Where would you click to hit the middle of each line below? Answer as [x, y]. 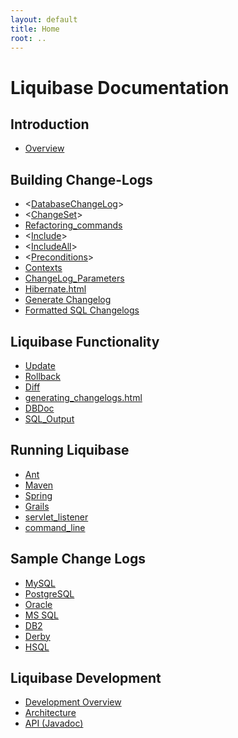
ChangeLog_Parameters [74, 278]
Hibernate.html [55, 289]
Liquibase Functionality [85, 341]
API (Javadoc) [54, 723]
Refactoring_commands [73, 225]
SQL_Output [49, 419]
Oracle [38, 604]
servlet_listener [56, 517]
